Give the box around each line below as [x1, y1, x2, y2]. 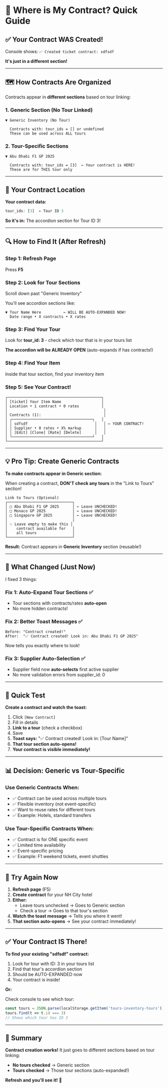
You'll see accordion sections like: [5, 300, 75, 306]
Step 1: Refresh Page [5, 255, 56, 262]
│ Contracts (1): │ [5, 412, 106, 417]
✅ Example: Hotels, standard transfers [12, 812, 91, 818]
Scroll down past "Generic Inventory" [5, 291, 82, 297]
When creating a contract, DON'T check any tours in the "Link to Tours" [5, 480, 154, 486]
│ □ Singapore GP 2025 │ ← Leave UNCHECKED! [5, 513, 117, 518]
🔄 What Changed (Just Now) [5, 563, 96, 571]
